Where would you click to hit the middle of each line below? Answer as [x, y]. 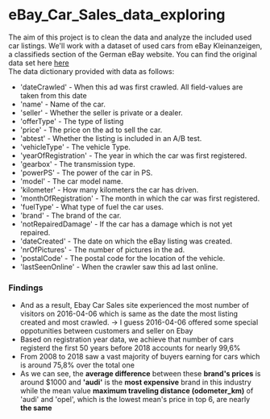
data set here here [39, 63]
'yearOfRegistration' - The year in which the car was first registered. [133, 156]
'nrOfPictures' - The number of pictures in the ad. [102, 249]
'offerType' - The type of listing [72, 121]
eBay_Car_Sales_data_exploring [117, 15]
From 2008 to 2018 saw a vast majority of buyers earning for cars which [140, 357]
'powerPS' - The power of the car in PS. [86, 172]
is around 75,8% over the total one [77, 365]
